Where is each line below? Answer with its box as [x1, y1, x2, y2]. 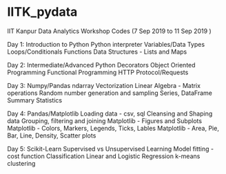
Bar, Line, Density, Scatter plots [7, 131, 96, 140]
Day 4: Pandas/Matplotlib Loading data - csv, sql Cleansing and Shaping [7, 109, 213, 118]
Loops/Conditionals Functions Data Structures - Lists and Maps [7, 47, 187, 56]
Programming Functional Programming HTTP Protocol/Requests [7, 68, 189, 76]
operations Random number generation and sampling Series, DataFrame [7, 89, 212, 97]
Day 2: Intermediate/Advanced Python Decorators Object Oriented [7, 61, 196, 69]
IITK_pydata [7, 4, 78, 20]
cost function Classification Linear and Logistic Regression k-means [7, 152, 201, 160]
